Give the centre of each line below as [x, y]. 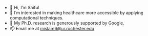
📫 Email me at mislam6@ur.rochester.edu [52, 28]
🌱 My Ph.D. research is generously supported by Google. [67, 23]
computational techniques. [36, 18]
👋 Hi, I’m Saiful [24, 8]
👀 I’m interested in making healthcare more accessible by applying [76, 13]
